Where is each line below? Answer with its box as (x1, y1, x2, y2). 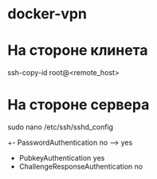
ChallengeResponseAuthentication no (18, 161, 143, 172)
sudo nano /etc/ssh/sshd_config (7, 122, 113, 132)
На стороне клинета (7, 42, 148, 60)
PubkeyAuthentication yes (18, 153, 105, 163)
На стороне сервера (7, 96, 150, 114)
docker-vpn (7, 5, 87, 23)
